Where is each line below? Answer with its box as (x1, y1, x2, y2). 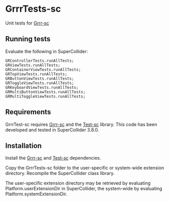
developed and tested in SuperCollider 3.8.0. (5, 127, 100, 133)
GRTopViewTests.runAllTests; (5, 71, 67, 77)
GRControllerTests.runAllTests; (5, 58, 74, 63)
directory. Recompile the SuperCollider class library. (5, 170, 115, 176)
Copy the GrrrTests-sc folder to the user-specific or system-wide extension (5, 165, 164, 171)
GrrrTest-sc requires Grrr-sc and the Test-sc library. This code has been (5, 121, 157, 128)
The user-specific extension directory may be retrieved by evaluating (5, 180, 151, 186)
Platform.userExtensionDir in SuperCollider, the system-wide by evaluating (5, 186, 162, 192)
